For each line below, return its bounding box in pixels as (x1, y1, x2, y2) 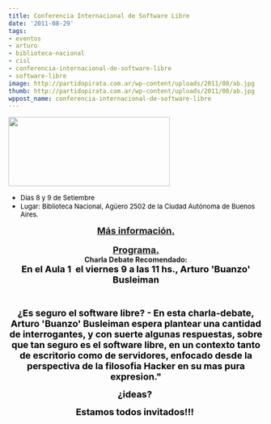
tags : (8, 27, 27, 35)
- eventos (8, 34, 42, 43)
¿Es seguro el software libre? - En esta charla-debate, (17, 308, 255, 319)
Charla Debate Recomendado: (84, 255, 188, 265)
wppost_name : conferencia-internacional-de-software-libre (8, 94, 212, 103)
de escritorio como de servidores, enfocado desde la (19, 350, 253, 362)
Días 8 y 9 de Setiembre (19, 193, 95, 203)
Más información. (96, 225, 176, 237)
